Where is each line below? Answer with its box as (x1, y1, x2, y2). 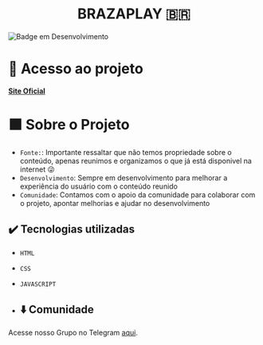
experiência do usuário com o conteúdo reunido (19, 181, 178, 191)
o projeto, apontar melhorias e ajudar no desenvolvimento (19, 198, 210, 208)
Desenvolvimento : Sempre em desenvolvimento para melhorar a (19, 172, 228, 182)
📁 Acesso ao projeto (8, 60, 143, 78)
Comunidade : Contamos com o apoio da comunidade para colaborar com (19, 189, 256, 200)
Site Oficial (8, 85, 45, 96)
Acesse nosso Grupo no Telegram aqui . (8, 328, 138, 338)
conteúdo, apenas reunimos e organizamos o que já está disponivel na (19, 156, 253, 165)
